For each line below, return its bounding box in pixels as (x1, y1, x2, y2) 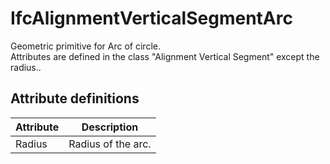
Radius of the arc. (68, 137, 152, 151)
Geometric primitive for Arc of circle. (10, 40, 161, 52)
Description (81, 120, 139, 134)
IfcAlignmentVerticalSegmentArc (10, 7, 293, 30)
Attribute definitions (10, 90, 140, 107)
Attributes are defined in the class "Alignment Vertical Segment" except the (10, 50, 320, 62)
